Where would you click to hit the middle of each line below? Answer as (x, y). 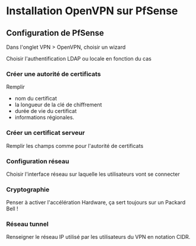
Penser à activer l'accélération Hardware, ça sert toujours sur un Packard (96, 203)
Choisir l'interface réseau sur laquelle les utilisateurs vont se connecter (93, 174)
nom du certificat (36, 99)
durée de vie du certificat (46, 111)
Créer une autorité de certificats (53, 74)
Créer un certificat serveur (45, 133)
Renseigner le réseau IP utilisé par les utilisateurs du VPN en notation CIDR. (98, 237)
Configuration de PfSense (55, 33)
